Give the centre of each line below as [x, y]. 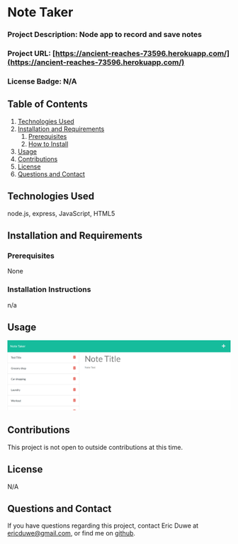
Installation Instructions [49, 290]
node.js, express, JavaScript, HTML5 [61, 213]
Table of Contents [48, 104]
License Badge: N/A [42, 81]
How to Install [48, 144]
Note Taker [40, 12]
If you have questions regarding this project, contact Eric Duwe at [103, 526]
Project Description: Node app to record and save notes [104, 35]
